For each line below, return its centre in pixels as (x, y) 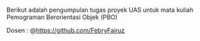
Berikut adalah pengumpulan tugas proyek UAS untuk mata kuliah (100, 10)
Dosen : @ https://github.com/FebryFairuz (66, 30)
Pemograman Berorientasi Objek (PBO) (62, 17)
